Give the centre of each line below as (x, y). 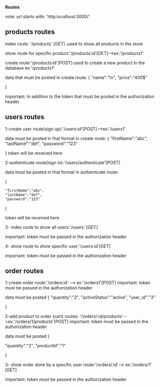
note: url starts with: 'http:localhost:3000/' (48, 16)
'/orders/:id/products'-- (103, 316)
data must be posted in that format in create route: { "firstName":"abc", (76, 138)
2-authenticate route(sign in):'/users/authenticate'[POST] (63, 162)
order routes (24, 271)
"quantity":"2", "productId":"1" (35, 346)
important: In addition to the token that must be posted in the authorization (80, 96)
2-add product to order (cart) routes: (42, 316)
